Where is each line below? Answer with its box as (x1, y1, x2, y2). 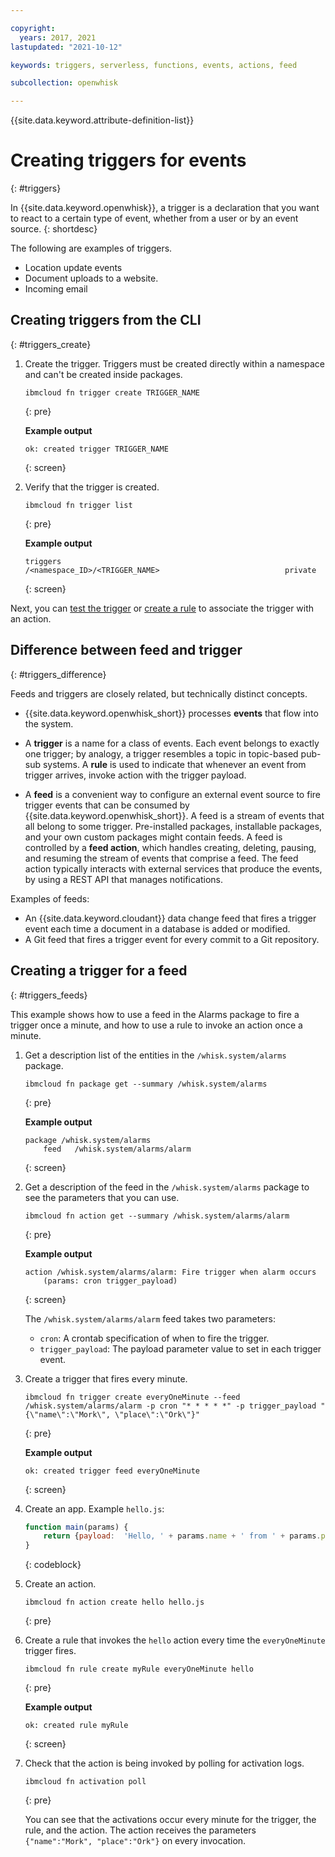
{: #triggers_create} (10, 338, 92, 350)
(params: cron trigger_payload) (43, 1276, 178, 1286)
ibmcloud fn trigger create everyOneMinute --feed (24, 1392, 241, 1402)
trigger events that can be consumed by (24, 799, 190, 811)
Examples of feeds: (10, 892, 90, 905)
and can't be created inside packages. (24, 368, 183, 380)
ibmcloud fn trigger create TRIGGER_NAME (24, 387, 200, 398)
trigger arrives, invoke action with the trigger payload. (24, 769, 247, 781)
